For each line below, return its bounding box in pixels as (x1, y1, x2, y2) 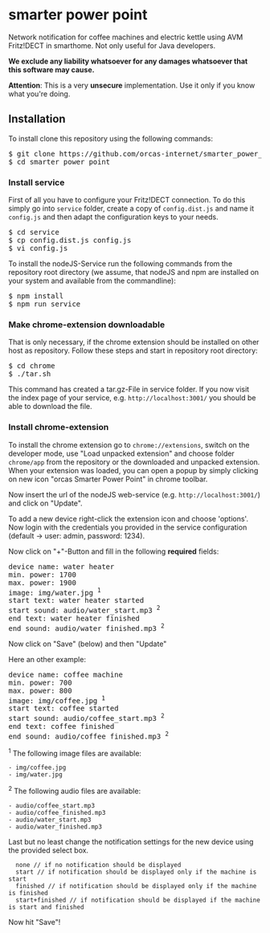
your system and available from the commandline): (8, 276, 177, 286)
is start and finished (8, 902, 84, 911)
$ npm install (8, 292, 64, 301)
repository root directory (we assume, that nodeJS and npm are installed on (8, 268, 260, 277)
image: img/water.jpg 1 (8, 586, 102, 597)
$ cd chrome (8, 362, 55, 370)
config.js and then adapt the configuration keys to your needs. (8, 212, 219, 222)
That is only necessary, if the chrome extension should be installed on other (8, 338, 260, 347)
